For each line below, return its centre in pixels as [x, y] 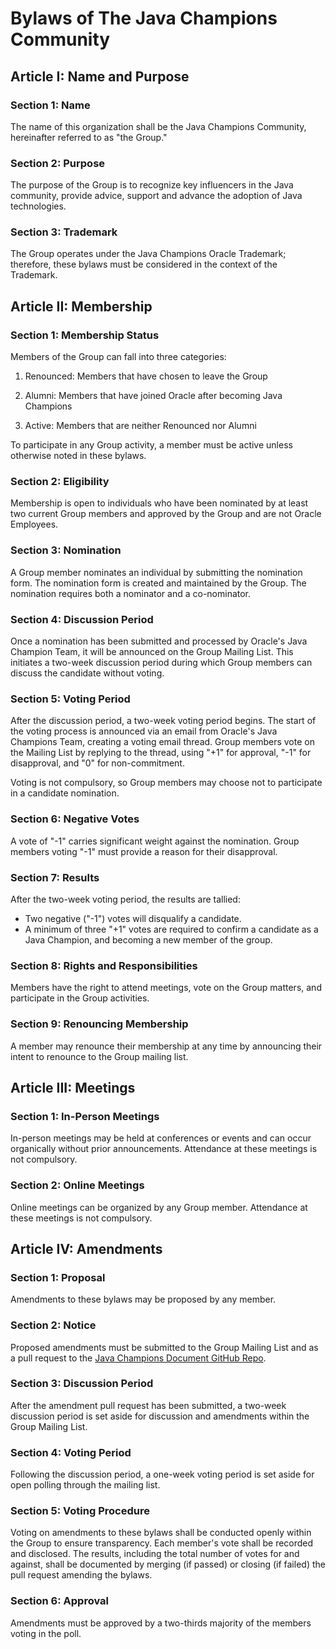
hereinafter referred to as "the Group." [89, 137]
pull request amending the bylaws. [81, 1575]
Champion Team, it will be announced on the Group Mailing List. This [152, 652]
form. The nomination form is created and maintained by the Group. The [158, 583]
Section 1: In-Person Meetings [85, 1116]
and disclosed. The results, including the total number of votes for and [155, 1554]
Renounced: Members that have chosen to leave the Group [146, 376]
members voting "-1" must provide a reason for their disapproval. [144, 851]
